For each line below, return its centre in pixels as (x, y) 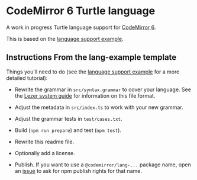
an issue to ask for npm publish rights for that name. (78, 171)
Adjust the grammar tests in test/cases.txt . (68, 118)
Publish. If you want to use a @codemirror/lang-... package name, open (103, 165)
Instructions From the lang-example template (91, 57)
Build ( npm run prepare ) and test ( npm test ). (68, 130)
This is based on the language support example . (65, 38)
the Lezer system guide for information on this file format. (85, 95)
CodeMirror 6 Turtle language (81, 11)
